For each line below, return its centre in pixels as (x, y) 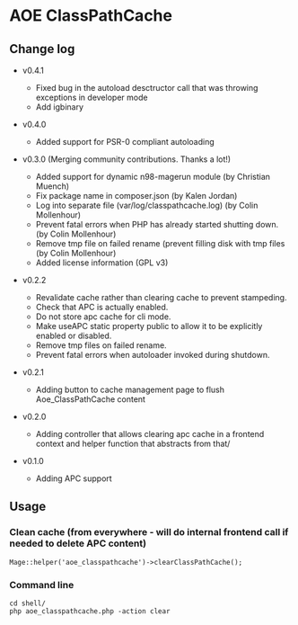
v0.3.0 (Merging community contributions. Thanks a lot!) (127, 159)
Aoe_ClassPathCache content (91, 399)
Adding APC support (74, 478)
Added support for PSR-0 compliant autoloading (125, 142)
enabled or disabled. (74, 335)
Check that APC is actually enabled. (102, 307)
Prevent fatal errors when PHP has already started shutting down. (157, 224)
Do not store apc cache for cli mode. (103, 317)
